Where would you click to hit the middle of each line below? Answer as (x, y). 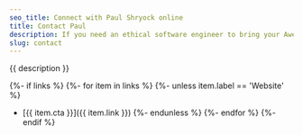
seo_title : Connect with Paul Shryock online (96, 18)
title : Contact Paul (48, 26)
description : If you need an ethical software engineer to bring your (145, 34)
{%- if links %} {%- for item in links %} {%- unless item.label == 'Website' (147, 85)
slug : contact (36, 43)
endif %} (39, 122)
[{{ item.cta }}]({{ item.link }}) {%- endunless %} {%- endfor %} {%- (149, 112)
